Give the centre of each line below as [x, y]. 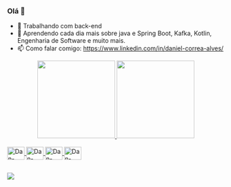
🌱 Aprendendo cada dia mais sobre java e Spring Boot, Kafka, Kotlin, [114, 33]
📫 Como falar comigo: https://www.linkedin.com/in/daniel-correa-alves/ [120, 48]
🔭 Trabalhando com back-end [59, 26]
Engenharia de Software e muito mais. [71, 41]
